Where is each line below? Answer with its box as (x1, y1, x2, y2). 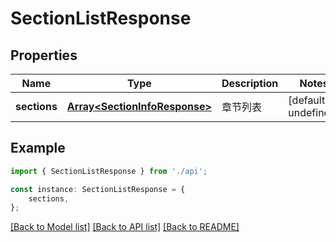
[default (288, 93, 326, 107)
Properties (10, 47, 78, 64)
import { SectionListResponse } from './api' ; (10, 166, 208, 176)
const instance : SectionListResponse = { (10, 184, 186, 194)
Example (10, 140, 66, 157)
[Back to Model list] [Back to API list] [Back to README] (10, 221, 240, 233)
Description (221, 77, 279, 90)
